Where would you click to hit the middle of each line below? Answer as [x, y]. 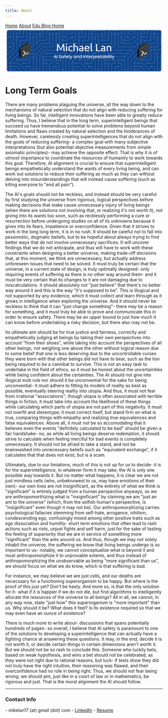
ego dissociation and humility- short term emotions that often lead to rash [81, 523]
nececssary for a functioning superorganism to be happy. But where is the [82, 581]
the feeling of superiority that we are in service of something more [73, 534]
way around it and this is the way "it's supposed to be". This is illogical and [82, 290]
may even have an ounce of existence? [45, 613]
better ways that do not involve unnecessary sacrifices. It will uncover [77, 242]
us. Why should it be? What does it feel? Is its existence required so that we [83, 607]
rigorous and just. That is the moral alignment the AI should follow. [73, 681]
